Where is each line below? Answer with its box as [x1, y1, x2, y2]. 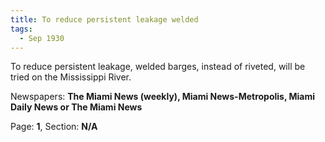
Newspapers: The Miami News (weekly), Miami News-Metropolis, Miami [10, 91, 316, 103]
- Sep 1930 [19, 33, 65, 43]
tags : [10, 24, 33, 34]
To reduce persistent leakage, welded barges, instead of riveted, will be [10, 61, 306, 73]
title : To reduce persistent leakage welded [10, 14, 199, 25]
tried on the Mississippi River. [10, 71, 132, 83]
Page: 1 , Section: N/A [10, 121, 98, 133]
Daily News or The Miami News [10, 101, 143, 113]
